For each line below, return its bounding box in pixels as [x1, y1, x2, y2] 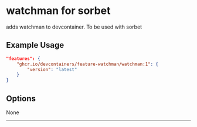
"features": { [6, 55, 41, 62]
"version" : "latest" [27, 66, 77, 72]
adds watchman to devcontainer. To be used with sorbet [6, 23, 142, 30]
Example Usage [6, 40, 64, 50]
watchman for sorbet [6, 4, 111, 17]
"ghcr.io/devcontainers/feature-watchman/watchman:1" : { [16, 61, 159, 67]
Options [6, 93, 36, 103]
